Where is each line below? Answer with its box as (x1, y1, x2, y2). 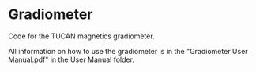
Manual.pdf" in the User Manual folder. (8, 55, 134, 64)
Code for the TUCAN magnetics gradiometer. (8, 31, 156, 41)
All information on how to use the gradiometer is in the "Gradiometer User (8, 46, 248, 56)
